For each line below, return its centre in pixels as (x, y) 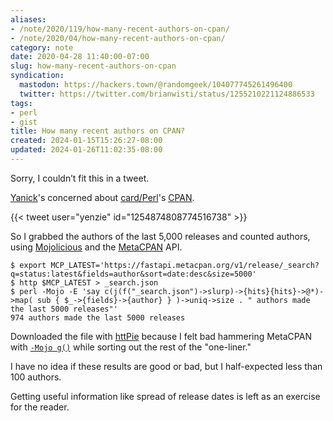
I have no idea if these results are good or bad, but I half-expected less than (166, 366)
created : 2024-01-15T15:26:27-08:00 (86, 141)
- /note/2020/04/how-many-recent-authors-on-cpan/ (118, 38)
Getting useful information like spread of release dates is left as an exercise (165, 396)
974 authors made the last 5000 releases (98, 317)
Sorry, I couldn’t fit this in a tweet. (80, 178)
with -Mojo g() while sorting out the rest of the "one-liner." (131, 347)
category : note (42, 47)
